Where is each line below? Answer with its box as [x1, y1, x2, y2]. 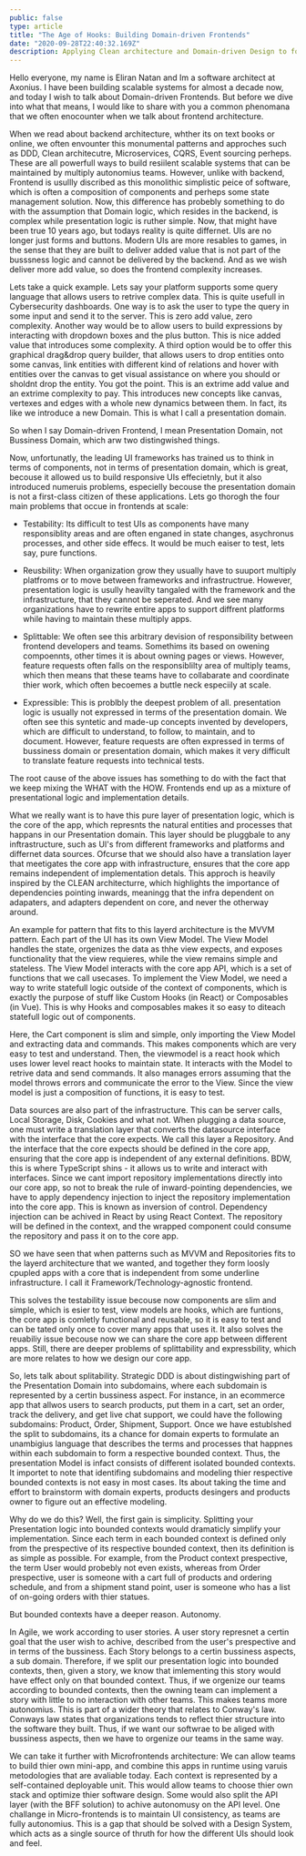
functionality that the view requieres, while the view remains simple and [9, 953, 278, 964]
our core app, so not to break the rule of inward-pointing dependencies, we [9, 1182, 293, 1193]
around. [9, 907, 39, 918]
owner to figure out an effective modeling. [9, 1496, 168, 1507]
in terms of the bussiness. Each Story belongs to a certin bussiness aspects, [9, 1646, 296, 1657]
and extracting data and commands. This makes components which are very [9, 1039, 297, 1050]
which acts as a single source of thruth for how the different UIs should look [9, 1828, 294, 1840]
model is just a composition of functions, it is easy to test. [9, 1087, 226, 1098]
